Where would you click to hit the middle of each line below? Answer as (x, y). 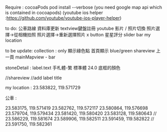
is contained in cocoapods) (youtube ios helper (54, 13)
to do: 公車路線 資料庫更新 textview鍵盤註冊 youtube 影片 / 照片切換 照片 (80, 28)
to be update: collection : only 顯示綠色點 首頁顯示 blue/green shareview (80, 51)
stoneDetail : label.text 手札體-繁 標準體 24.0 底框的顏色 (63, 68)
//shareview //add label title (33, 78)
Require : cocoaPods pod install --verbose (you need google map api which (84, 7)
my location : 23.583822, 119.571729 (43, 87)
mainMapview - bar (35, 57)
